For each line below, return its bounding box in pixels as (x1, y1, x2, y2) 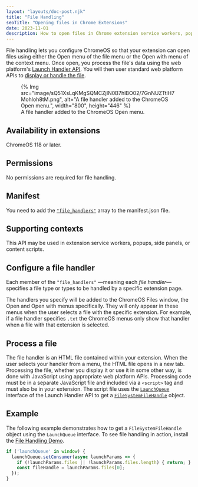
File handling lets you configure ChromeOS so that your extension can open (6, 47, 190, 54)
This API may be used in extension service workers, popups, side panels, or (6, 240, 190, 247)
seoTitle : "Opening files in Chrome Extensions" (6, 19, 128, 25)
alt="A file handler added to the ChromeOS (64, 96, 169, 103)
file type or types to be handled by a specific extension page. (34, 285, 183, 292)
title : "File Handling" (6, 14, 65, 20)
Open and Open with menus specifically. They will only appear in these (6, 302, 179, 310)
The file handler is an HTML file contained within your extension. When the (6, 354, 187, 361)
